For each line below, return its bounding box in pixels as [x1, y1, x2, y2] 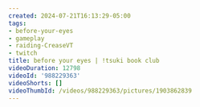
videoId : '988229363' [8, 72, 81, 80]
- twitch [8, 49, 38, 57]
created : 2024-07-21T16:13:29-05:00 [8, 11, 131, 20]
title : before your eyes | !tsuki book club [8, 57, 160, 65]
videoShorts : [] [8, 79, 63, 87]
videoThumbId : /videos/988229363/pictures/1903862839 [8, 86, 193, 95]
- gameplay [8, 34, 45, 43]
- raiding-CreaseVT [8, 42, 74, 50]
